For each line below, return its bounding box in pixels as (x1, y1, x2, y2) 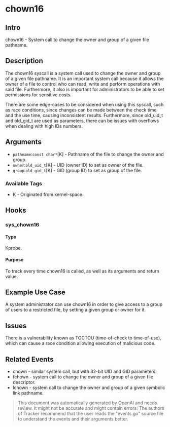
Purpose (5, 257, 24, 263)
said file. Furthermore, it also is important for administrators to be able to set (5, 86, 165, 92)
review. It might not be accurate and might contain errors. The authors (17, 405, 165, 411)
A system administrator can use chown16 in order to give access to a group (5, 301, 163, 307)
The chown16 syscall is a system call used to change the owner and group (5, 70, 161, 76)
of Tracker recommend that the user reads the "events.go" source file (17, 411, 164, 417)
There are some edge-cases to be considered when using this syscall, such (5, 101, 164, 107)
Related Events (5, 355, 54, 364)
